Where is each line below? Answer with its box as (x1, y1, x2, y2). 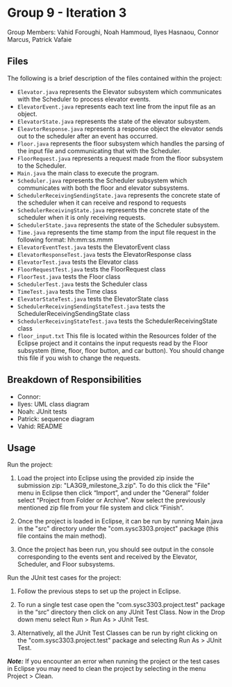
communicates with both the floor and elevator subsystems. (17, 183, 190, 192)
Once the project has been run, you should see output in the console (17, 545, 214, 554)
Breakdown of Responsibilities (7, 374, 142, 386)
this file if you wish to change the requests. (17, 354, 141, 362)
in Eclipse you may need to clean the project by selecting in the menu (7, 665, 206, 673)
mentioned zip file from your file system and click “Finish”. (17, 503, 184, 512)
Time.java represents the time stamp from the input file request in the (17, 228, 217, 236)
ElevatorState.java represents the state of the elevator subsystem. (17, 117, 210, 125)
